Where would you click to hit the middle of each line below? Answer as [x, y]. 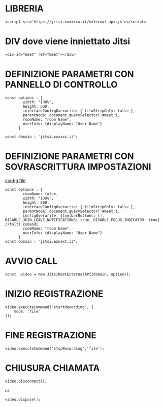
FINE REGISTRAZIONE [51, 335]
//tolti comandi [22, 224]
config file [15, 181]
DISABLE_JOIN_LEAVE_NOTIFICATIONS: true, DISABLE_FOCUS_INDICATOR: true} [82, 220]
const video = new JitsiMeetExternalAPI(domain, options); [68, 274]
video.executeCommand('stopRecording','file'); [55, 348]
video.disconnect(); [26, 381]
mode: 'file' [27, 311]
